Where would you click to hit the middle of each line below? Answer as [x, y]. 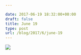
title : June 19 [21, 24]
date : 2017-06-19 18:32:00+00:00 [41, 14]
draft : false [19, 19]
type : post [17, 28]
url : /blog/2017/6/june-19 [34, 33]
